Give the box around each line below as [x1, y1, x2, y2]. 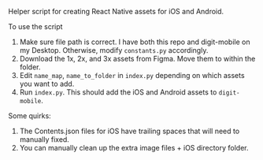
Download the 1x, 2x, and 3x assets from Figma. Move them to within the [19, 54, 256, 63]
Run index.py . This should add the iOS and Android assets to [19, 87, 217, 97]
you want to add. [19, 79, 75, 88]
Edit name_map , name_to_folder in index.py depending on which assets [19, 71, 246, 80]
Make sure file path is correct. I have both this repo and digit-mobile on [19, 37, 250, 47]
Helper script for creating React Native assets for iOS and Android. [8, 7, 224, 16]
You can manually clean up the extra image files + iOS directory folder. [19, 143, 250, 152]
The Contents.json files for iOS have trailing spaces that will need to [19, 126, 240, 136]
